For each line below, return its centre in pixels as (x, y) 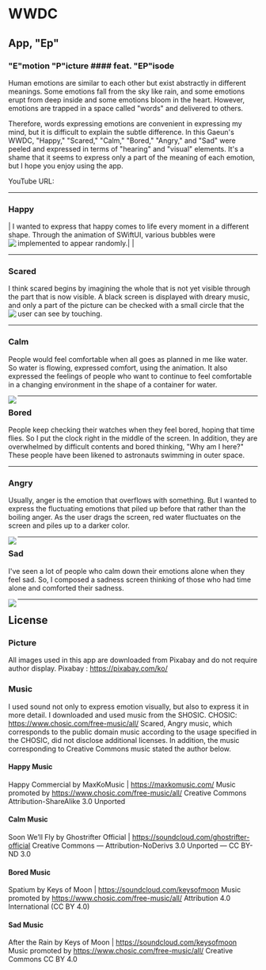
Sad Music (26, 925)
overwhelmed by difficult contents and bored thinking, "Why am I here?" (126, 447)
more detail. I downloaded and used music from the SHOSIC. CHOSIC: (123, 714)
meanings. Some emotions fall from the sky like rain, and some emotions (127, 91)
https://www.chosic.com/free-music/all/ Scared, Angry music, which (120, 723)
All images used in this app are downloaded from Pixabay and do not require (133, 660)
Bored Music (30, 872)
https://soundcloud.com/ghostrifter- (191, 837)
